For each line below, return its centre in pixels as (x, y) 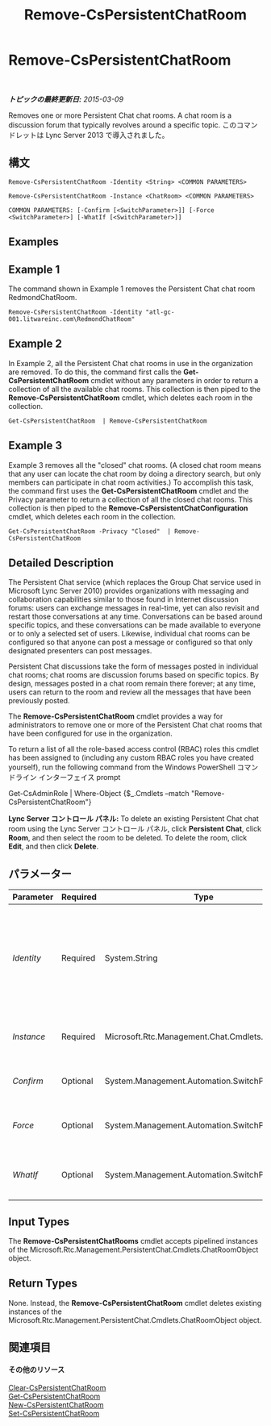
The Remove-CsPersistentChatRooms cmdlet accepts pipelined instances (133, 1241)
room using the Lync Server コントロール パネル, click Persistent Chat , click (135, 829)
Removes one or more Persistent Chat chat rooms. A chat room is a (120, 115)
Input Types (39, 1222)
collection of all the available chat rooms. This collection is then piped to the (134, 389)
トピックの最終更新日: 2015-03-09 (66, 99)
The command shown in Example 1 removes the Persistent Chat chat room (132, 289)
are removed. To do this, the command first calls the (95, 372)
